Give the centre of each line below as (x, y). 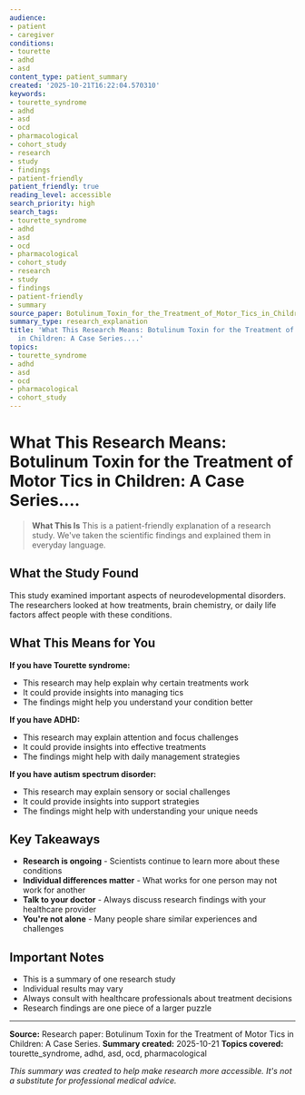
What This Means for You (83, 643)
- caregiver (32, 35)
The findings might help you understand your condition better (138, 702)
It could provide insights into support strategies (111, 801)
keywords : (28, 94)
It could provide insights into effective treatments (114, 746)
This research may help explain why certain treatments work (136, 683)
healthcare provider (59, 910)
